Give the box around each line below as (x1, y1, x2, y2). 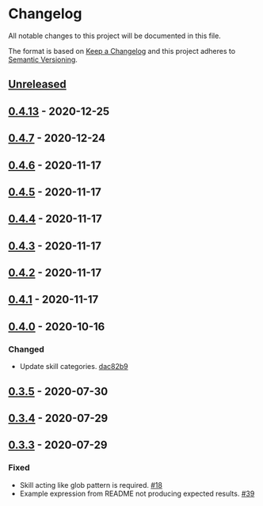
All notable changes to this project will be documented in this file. (8, 31, 222, 40)
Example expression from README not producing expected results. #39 (19, 489, 255, 498)
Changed (8, 344, 45, 355)
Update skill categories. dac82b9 (19, 362, 128, 371)
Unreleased (8, 78, 67, 91)
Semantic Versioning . (8, 55, 78, 64)
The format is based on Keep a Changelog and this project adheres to (8, 46, 236, 55)
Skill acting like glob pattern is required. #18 (19, 480, 162, 489)
